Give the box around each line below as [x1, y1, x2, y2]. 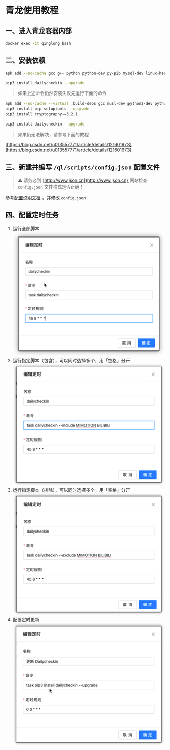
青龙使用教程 [5, 5, 59, 16]
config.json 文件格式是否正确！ [17, 183, 84, 190]
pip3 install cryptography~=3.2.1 [5, 112, 78, 117]
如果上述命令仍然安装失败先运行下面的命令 [17, 90, 107, 97]
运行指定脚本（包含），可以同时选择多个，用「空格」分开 [12, 357, 131, 363]
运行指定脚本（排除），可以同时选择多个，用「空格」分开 [12, 487, 131, 493]
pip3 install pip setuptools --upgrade [5, 106, 90, 112]
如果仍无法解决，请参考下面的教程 [17, 131, 89, 137]
